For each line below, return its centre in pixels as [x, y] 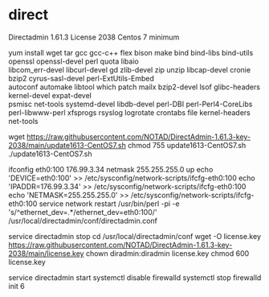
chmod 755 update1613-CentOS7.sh [187, 145]
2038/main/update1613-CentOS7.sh [67, 145]
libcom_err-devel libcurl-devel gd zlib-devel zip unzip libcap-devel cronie [130, 69]
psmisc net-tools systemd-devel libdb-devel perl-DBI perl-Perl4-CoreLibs [130, 104]
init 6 [17, 286]
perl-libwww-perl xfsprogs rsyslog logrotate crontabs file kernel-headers [129, 112]
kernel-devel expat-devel [50, 95]
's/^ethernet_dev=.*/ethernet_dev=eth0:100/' [83, 212]
